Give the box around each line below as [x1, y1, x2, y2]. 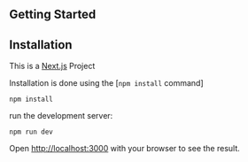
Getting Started [9, 7, 97, 22]
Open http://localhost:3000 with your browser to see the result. [9, 143, 241, 154]
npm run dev [9, 127, 53, 136]
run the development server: [9, 111, 113, 121]
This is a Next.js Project [9, 61, 96, 72]
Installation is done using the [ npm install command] [9, 78, 204, 89]
